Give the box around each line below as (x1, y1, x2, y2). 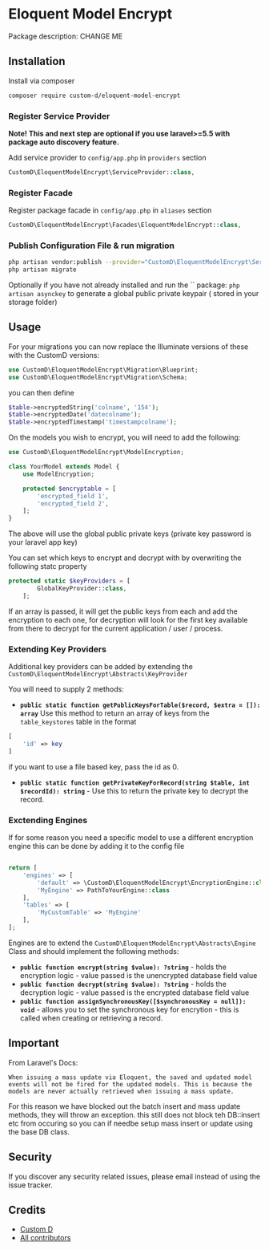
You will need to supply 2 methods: (8, 684, 124, 694)
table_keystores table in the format (19, 717, 137, 727)
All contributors (19, 1233, 71, 1243)
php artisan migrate (8, 266, 78, 274)
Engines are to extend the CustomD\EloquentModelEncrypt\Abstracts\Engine (8, 938, 256, 948)
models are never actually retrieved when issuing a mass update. (8, 1087, 235, 1095)
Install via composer (8, 75, 75, 85)
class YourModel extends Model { (8, 463, 120, 471)
